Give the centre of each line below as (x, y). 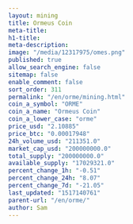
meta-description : (38, 45)
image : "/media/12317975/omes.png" (67, 52)
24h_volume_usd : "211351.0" (55, 141)
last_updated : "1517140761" (55, 193)
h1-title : (25, 38)
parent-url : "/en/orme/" (49, 200)
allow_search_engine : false (55, 68)
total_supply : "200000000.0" (56, 156)
